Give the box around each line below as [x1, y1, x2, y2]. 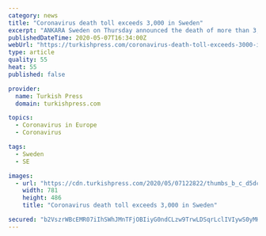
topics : [8, 114, 34, 122]
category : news [8, 11, 59, 20]
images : [8, 172, 34, 180]
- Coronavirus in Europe [15, 121, 97, 129]
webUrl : [8, 41, 34, 49]
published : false [8, 70, 66, 78]
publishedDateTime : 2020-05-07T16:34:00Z [8, 33, 147, 42]
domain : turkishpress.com [15, 100, 101, 108]
